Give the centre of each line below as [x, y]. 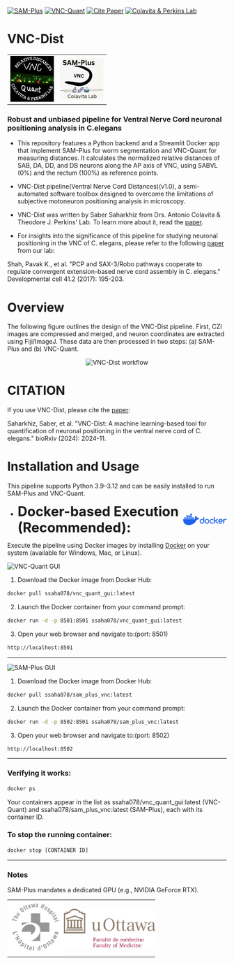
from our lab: [36, 251]
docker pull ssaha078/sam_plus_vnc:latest [70, 695]
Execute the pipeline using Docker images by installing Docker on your [109, 546]
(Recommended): [74, 528]
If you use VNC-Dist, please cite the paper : [69, 410]
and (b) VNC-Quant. [49, 349]
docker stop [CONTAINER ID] [48, 850]
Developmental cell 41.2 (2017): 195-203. [66, 279]
